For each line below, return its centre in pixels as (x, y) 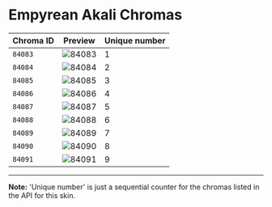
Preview (79, 40)
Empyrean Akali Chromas (96, 15)
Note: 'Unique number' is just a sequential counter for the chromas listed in (134, 187)
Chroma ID (33, 40)
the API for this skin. (42, 195)
